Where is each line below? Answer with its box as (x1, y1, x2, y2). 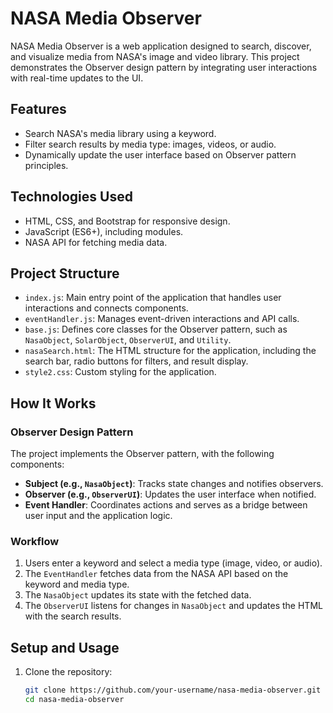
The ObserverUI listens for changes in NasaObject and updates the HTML (24, 600, 323, 612)
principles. (24, 159, 69, 171)
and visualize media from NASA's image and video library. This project (10, 50, 300, 62)
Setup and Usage (10, 639, 120, 656)
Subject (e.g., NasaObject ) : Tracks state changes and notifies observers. (24, 478, 324, 490)
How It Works (10, 395, 97, 412)
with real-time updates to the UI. (10, 72, 144, 84)
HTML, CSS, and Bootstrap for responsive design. (24, 215, 231, 227)
